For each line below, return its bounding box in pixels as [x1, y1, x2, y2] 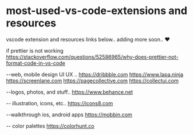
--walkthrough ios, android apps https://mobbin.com [6, 111, 132, 118]
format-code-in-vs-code [6, 60, 66, 67]
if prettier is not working [6, 47, 64, 54]
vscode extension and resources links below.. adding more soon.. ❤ [6, 36, 170, 43]
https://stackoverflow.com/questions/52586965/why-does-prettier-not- [6, 53, 179, 60]
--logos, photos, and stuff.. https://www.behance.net [6, 88, 133, 95]
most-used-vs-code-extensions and [6, 4, 188, 18]
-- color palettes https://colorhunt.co [6, 122, 94, 129]
